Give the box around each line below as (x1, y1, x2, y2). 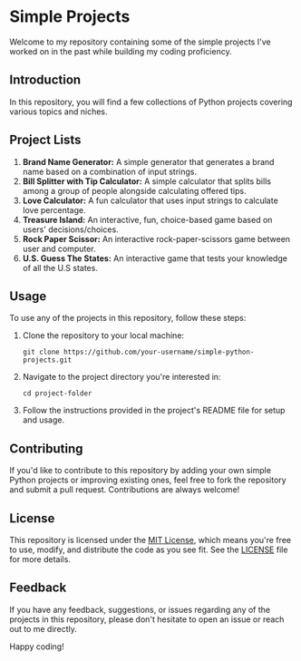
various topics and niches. (9, 106, 108, 117)
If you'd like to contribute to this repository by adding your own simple (9, 465, 272, 476)
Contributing (9, 441, 83, 456)
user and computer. (22, 243, 97, 254)
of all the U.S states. (22, 262, 98, 273)
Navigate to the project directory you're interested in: (22, 372, 221, 383)
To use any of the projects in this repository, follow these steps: (9, 313, 247, 324)
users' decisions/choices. (22, 224, 120, 235)
